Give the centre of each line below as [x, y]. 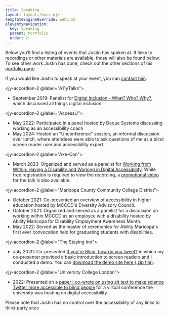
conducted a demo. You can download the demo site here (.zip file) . [83, 262]
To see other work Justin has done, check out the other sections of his [79, 63]
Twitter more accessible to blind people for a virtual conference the [83, 287]
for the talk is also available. [41, 180]
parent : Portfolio [29, 33]
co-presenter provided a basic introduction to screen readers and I [82, 257]
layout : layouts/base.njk [32, 15]
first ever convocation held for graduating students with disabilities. [83, 232]
